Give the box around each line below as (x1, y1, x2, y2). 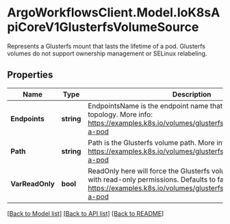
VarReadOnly (10, 179, 55, 188)
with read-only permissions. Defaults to (88, 175, 216, 184)
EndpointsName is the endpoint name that (88, 101, 223, 110)
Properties (7, 69, 53, 81)
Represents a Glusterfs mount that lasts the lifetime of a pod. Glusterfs (7, 42, 205, 50)
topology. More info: (88, 110, 153, 119)
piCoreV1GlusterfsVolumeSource (7, 19, 199, 35)
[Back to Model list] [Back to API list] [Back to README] (7, 209, 164, 217)
